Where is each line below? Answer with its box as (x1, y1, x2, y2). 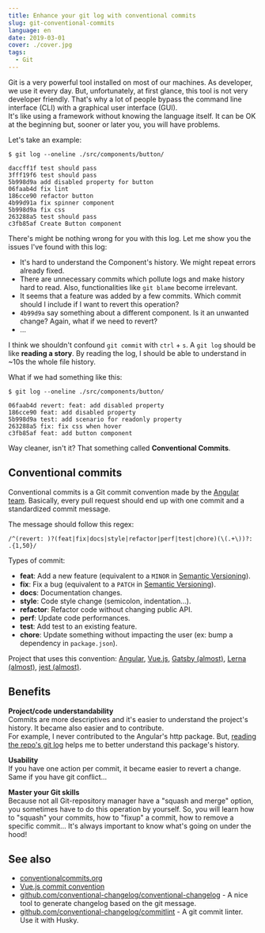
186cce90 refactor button (8, 192, 93, 200)
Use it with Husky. (19, 916, 79, 925)
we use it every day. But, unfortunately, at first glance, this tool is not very (8, 86, 248, 95)
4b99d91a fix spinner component (8, 199, 115, 207)
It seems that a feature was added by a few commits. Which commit (19, 291, 241, 300)
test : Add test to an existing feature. (19, 621, 138, 631)
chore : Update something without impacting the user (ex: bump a (19, 629, 233, 639)
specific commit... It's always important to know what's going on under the (8, 821, 252, 831)
